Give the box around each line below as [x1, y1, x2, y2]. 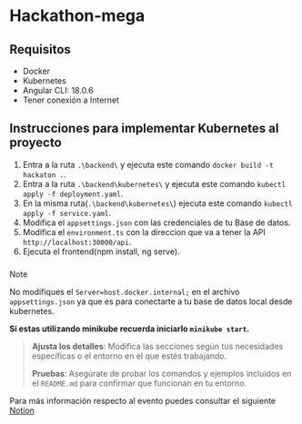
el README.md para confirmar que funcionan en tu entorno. [31, 378, 247, 389]
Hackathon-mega [9, 5, 146, 26]
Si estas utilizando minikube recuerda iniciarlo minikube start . [9, 323, 250, 334]
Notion [9, 405, 35, 416]
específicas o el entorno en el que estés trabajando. [31, 350, 227, 361]
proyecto [9, 135, 62, 151]
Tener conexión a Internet [22, 94, 120, 105]
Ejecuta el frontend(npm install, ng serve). [22, 246, 180, 257]
